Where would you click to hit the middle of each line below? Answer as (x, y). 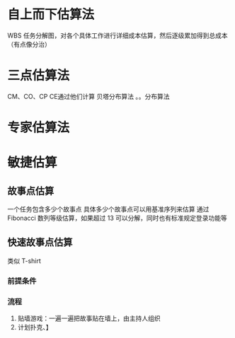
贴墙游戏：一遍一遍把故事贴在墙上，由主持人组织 (89, 318)
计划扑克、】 (35, 327)
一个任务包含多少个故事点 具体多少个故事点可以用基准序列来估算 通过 (108, 209)
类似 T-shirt (24, 261)
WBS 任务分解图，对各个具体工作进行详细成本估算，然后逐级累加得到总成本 (117, 35)
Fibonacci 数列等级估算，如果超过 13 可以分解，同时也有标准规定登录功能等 (117, 218)
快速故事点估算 (40, 242)
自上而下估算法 (51, 14)
